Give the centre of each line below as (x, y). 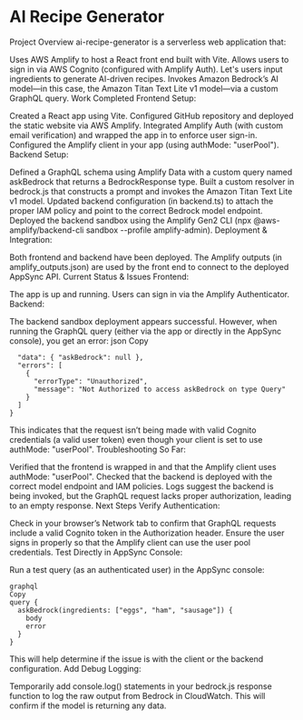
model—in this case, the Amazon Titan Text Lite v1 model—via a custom (144, 88)
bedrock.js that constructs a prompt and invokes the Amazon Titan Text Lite (151, 191)
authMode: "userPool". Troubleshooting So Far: (98, 449)
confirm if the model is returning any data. (88, 705)
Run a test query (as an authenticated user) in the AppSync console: (137, 569)
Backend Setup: (39, 154)
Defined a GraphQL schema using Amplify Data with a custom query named (151, 172)
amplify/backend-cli (47, 230)
